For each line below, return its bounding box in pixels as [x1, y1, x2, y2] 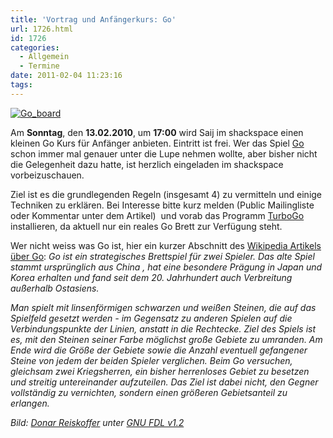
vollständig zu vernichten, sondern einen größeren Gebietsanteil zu [10, 386, 288, 398]
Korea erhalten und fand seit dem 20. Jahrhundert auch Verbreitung [10, 271, 293, 283]
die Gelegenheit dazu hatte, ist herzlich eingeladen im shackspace [10, 158, 284, 170]
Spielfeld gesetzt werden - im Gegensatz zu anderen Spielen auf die [10, 312, 293, 324]
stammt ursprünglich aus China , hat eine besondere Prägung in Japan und [10, 261, 323, 273]
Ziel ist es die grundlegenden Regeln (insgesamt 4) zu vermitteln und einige [10, 188, 323, 200]
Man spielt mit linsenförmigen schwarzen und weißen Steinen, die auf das [10, 301, 317, 313]
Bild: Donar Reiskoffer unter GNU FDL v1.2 [10, 416, 185, 428]
